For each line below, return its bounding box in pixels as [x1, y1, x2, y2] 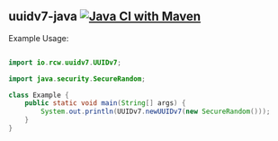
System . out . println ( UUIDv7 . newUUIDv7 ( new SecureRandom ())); [40, 107, 271, 117]
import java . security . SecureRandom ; [8, 74, 146, 84]
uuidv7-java [8, 9, 78, 24]
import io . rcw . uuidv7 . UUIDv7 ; [8, 57, 122, 67]
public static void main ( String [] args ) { [24, 99, 186, 108]
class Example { [8, 91, 69, 100]
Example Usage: [8, 32, 69, 43]
